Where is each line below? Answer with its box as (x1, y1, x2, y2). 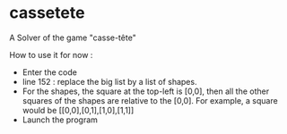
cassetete (9, 3, 85, 23)
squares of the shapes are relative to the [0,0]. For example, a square (22, 95, 278, 105)
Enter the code (22, 66, 78, 78)
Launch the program (22, 114, 99, 125)
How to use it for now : (9, 49, 93, 60)
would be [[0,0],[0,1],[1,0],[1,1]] (22, 105, 135, 115)
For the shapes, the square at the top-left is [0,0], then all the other (22, 86, 270, 96)
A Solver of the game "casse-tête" (9, 32, 136, 43)
